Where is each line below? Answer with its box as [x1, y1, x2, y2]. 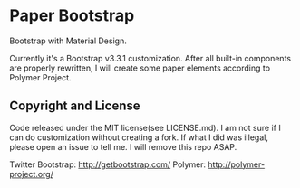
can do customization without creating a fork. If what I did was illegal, [9, 132, 269, 143]
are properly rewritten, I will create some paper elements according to [9, 62, 270, 73]
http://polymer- [208, 159, 266, 170]
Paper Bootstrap [9, 5, 135, 26]
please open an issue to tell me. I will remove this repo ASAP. [9, 141, 237, 152]
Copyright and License [9, 99, 140, 114]
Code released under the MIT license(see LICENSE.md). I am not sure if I [9, 122, 281, 133]
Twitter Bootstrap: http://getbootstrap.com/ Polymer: [9, 159, 207, 170]
